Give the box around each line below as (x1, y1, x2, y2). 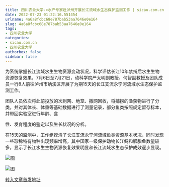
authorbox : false (5, 49, 42, 54)
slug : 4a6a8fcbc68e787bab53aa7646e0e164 (5, 21, 92, 27)
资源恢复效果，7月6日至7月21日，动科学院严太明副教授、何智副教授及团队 (5, 75, 158, 81)
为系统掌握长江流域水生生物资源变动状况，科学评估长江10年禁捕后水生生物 (5, 68, 160, 74)
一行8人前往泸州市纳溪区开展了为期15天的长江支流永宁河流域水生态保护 (9, 81, 158, 87)
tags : (5, 26, 17, 31)
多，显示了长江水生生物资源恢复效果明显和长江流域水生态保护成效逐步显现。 (5, 144, 164, 151)
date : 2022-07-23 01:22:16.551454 (5, 12, 78, 17)
